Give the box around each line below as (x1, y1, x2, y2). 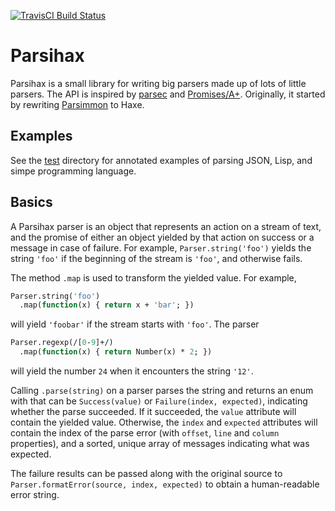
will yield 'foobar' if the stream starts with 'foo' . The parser (10, 318, 260, 330)
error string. (10, 489, 60, 501)
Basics (10, 194, 53, 211)
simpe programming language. (10, 165, 137, 177)
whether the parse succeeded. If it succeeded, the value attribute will (10, 406, 297, 418)
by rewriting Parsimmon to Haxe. (10, 98, 145, 110)
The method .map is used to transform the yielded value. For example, (10, 271, 297, 284)
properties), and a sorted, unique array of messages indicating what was (10, 438, 310, 450)
